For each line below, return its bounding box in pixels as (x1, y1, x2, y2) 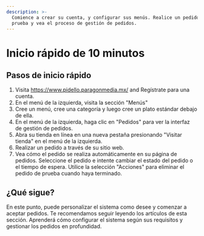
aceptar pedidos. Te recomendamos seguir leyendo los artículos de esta (6, 210, 187, 217)
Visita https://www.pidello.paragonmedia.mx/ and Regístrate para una (15, 86, 190, 94)
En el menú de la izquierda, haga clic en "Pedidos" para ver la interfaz (15, 119, 190, 126)
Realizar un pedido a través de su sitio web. (15, 144, 124, 151)
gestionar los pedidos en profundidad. (6, 223, 102, 230)
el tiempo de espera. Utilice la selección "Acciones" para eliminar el (15, 163, 185, 171)
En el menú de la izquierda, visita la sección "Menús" (15, 99, 148, 107)
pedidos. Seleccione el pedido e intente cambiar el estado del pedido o (15, 157, 193, 164)
